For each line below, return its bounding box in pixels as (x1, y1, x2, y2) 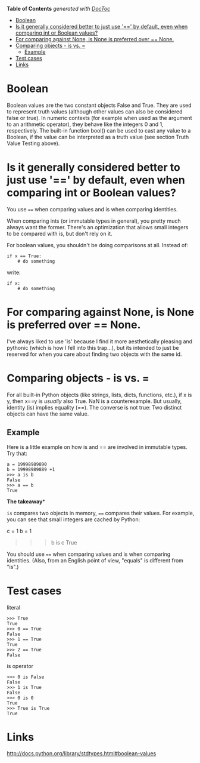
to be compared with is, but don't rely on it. (7, 230, 112, 237)
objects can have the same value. (7, 410, 89, 417)
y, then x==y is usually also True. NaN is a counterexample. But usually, (7, 397, 182, 405)
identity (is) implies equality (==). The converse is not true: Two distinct (7, 404, 182, 411)
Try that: (7, 450, 27, 457)
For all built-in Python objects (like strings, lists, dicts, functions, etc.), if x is (7, 391, 192, 398)
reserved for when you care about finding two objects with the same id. (7, 350, 182, 358)
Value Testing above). (7, 140, 60, 147)
